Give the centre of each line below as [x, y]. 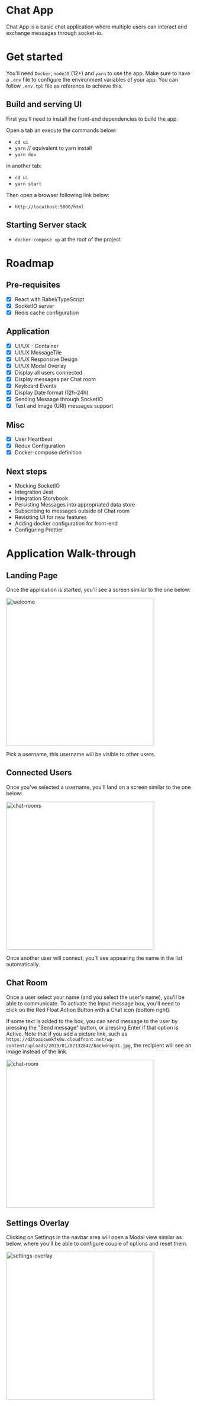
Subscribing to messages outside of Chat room [72, 511]
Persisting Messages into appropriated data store [75, 504]
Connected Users [39, 773]
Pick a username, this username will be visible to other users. [81, 754]
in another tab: [24, 166]
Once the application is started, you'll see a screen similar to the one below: [98, 589]
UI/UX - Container [37, 346]
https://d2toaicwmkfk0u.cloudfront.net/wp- [61, 1039]
